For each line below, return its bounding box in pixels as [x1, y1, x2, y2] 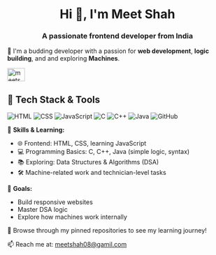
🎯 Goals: [7, 185, 33, 193]
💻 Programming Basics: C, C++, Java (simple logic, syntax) [17, 148, 190, 156]
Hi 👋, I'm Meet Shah [59, 6, 175, 22]
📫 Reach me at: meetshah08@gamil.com [7, 240, 127, 249]
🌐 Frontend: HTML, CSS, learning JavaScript [17, 139, 147, 148]
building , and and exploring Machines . [7, 54, 120, 63]
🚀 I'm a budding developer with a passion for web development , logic [7, 47, 210, 55]
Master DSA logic [17, 206, 68, 214]
